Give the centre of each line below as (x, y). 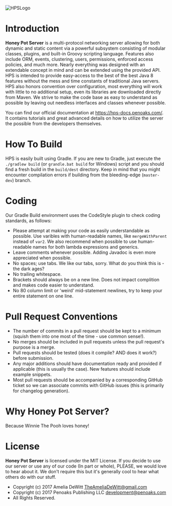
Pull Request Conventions (62, 317)
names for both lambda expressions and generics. (86, 247)
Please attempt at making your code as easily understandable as (81, 230)
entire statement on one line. (43, 296)
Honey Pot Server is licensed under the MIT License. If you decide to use (83, 460)
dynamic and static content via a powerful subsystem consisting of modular (85, 48)
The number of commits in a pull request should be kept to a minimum (87, 331)
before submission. (33, 358)
